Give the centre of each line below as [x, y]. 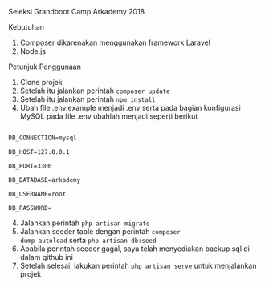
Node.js [33, 51]
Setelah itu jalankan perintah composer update [95, 91]
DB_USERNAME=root [37, 194]
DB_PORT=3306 [30, 166]
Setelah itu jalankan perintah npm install [88, 99]
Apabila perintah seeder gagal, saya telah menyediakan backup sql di [135, 249]
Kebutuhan [26, 27]
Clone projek [41, 82]
